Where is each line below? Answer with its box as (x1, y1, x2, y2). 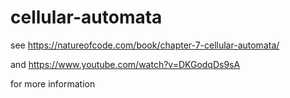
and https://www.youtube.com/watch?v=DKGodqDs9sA (10, 58, 241, 70)
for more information (10, 77, 96, 90)
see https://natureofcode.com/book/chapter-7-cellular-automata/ (10, 39, 280, 51)
